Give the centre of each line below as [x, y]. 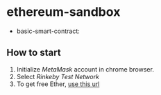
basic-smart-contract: [48, 31]
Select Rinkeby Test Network [58, 76]
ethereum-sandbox [63, 12]
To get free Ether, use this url [58, 84]
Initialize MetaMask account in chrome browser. [85, 69]
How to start [34, 53]
